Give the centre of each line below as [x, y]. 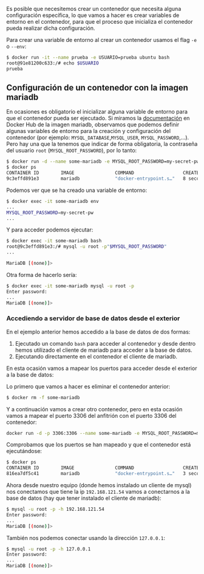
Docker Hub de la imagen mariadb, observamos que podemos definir [93, 125]
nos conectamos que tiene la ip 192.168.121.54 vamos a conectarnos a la [98, 492]
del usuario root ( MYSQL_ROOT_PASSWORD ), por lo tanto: [72, 151]
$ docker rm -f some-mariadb [43, 397]
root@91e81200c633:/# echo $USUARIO [53, 63]
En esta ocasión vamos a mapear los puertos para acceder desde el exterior [102, 368]
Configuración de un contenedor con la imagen [97, 88]
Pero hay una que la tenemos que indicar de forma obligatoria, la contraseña [102, 144]
